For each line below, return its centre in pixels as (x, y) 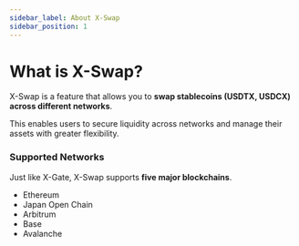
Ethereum (41, 195)
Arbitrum (39, 214)
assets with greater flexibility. (65, 134)
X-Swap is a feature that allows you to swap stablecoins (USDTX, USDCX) (150, 97)
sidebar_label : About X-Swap (65, 18)
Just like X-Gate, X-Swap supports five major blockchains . (121, 177)
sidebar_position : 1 (49, 26)
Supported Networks (57, 158)
